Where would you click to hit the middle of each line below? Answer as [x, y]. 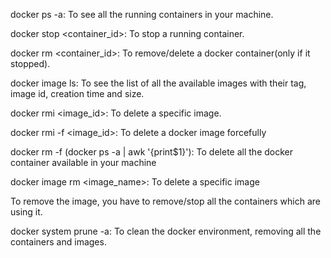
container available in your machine [83, 162]
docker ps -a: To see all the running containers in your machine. [142, 14]
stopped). [30, 63]
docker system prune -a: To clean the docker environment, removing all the [166, 231]
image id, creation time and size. [77, 93]
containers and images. [58, 242]
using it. [26, 212]
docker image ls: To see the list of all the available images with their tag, [158, 83]
